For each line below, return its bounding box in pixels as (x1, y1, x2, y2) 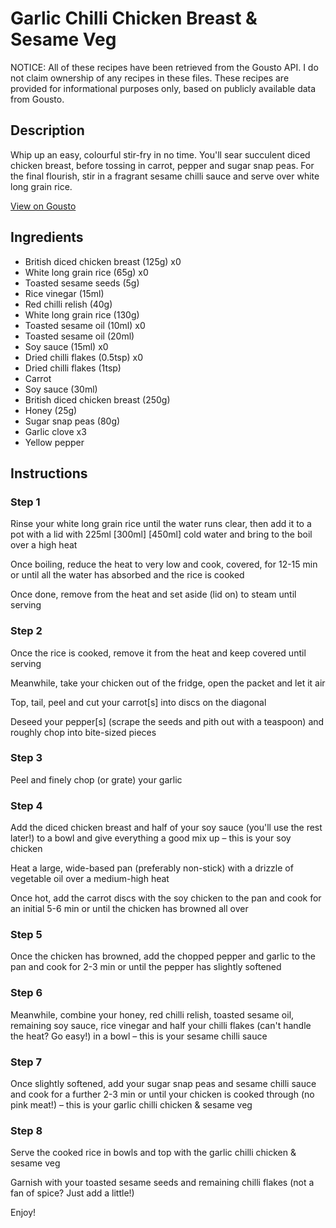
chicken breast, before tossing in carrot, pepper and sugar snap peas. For (10, 159, 315, 171)
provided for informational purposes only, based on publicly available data (10, 82, 317, 94)
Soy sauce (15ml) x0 (24, 340, 109, 352)
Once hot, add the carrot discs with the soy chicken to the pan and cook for (10, 892, 322, 904)
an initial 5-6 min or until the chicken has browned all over (10, 903, 249, 915)
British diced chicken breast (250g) (24, 393, 171, 406)
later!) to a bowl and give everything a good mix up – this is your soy (10, 832, 292, 844)
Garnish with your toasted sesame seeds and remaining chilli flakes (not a (10, 1177, 315, 1189)
